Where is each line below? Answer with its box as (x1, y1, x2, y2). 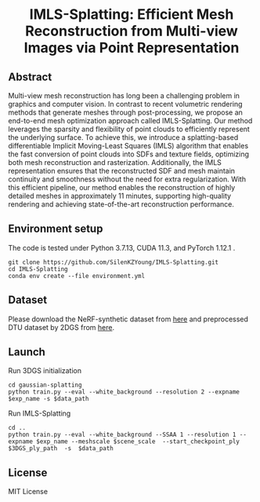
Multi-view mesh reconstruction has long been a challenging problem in (8, 91, 240, 100)
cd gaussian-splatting (8, 381, 82, 390)
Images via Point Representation (23, 39, 240, 57)
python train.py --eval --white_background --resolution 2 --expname (8, 388, 240, 396)
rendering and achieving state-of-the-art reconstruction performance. (8, 200, 235, 209)
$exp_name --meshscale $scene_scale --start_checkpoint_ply (36, 438, 240, 445)
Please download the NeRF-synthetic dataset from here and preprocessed (8, 314, 249, 324)
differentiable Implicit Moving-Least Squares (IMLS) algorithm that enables (8, 141, 249, 150)
